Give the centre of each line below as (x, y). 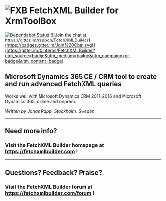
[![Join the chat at (68, 35)
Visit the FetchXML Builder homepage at (55, 145)
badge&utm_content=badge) (34, 61)
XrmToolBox (31, 21)
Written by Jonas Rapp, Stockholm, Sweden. (51, 111)
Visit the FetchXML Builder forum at (49, 187)
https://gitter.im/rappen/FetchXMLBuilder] (48, 40)
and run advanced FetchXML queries (63, 84)
